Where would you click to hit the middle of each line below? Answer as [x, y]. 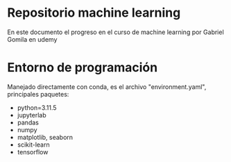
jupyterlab [32, 115]
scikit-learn [33, 145]
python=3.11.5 [37, 107]
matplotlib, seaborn [45, 137]
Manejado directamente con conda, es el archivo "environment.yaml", [107, 87]
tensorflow [33, 152]
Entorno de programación [83, 68]
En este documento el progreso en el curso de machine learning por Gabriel [115, 32]
